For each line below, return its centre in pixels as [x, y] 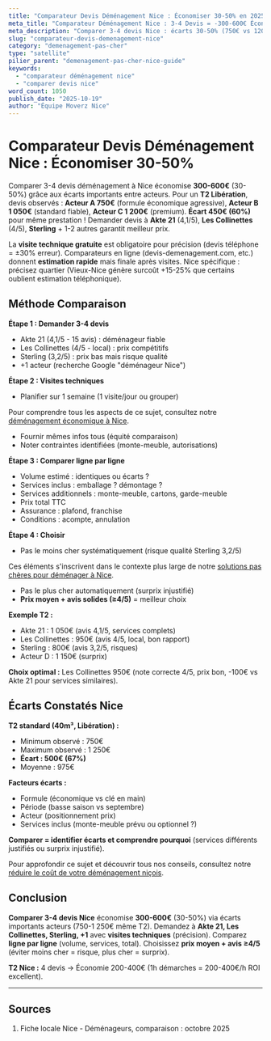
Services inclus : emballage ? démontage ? [91, 485]
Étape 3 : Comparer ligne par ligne [67, 460]
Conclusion [38, 898]
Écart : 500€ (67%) [53, 758]
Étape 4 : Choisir [37, 535]
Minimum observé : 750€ [62, 741]
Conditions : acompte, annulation [75, 519]
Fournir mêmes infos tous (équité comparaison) [99, 436]
